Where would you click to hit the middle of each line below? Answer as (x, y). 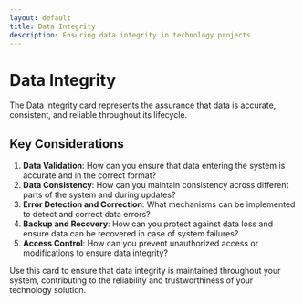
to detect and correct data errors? (86, 215)
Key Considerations (67, 144)
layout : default (40, 18)
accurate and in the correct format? (89, 175)
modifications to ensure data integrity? (95, 253)
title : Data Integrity (52, 26)
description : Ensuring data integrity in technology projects (130, 35)
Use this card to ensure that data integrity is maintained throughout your (145, 271)
